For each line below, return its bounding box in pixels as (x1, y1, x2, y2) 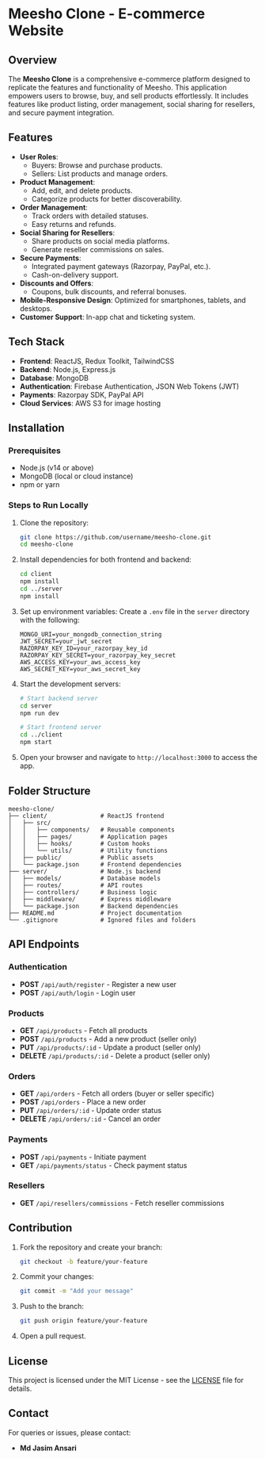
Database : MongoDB (19, 373, 89, 382)
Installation (8, 421, 65, 435)
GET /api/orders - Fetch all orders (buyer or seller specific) (19, 1088, 215, 1099)
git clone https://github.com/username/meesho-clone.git (19, 533, 212, 541)
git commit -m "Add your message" (19, 1287, 134, 1296)
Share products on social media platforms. (31, 236, 170, 246)
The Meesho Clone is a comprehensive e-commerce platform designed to (8, 75, 251, 83)
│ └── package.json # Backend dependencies (8, 902, 179, 910)
